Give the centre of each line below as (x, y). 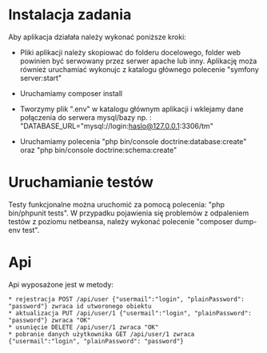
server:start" (41, 78)
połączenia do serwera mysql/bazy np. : (86, 117)
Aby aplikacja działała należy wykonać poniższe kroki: (97, 37)
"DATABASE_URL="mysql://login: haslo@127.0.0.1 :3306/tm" (116, 126)
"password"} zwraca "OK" (50, 320)
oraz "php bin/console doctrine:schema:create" (98, 150)
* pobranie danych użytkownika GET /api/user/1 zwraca (102, 334)
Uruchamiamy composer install (71, 93)
